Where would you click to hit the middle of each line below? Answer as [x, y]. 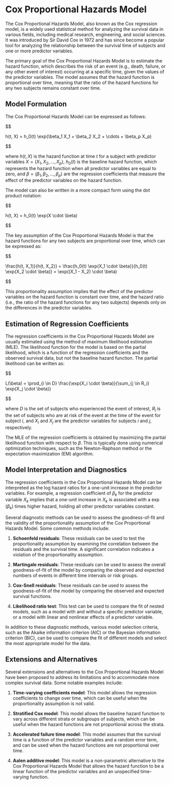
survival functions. [32, 596]
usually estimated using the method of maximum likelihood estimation [79, 342]
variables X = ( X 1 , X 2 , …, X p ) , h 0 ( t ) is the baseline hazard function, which [81, 162]
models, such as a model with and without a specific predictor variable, [88, 611]
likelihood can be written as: [35, 364]
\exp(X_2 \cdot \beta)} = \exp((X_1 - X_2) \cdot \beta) [61, 272]
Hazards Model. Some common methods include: [57, 528]
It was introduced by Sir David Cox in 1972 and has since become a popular [85, 40]
